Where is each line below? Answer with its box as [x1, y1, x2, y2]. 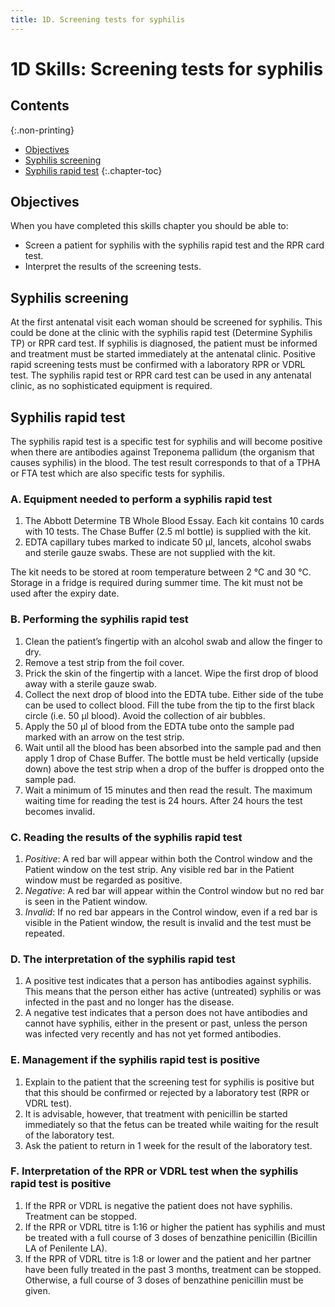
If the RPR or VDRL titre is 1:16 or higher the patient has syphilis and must [24, 1221, 326, 1233]
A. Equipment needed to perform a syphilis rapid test [10, 492, 273, 506]
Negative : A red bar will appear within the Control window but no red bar [24, 884, 325, 896]
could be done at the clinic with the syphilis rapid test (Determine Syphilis [10, 327, 313, 339]
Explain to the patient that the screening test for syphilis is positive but [24, 1076, 315, 1088]
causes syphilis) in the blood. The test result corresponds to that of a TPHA [10, 457, 321, 469]
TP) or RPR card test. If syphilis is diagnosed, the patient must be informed [10, 337, 318, 350]
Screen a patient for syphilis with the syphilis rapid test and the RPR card [24, 239, 325, 251]
